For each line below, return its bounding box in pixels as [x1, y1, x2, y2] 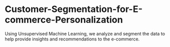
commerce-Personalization [5, 14, 123, 25]
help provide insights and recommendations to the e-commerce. [5, 36, 140, 42]
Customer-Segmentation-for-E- [5, 3, 143, 15]
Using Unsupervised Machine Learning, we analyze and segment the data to [5, 30, 165, 36]
